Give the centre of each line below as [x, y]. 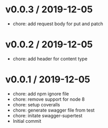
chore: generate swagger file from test [54, 110]
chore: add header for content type [50, 59]
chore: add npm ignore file [41, 94]
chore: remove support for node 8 [49, 99]
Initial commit [27, 121]
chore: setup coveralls [36, 104]
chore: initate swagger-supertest [48, 115]
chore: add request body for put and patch [58, 24]
